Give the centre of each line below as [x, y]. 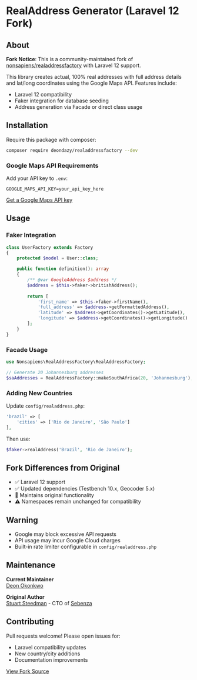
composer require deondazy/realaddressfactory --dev [72, 150]
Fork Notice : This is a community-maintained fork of [70, 59]
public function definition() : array [63, 269]
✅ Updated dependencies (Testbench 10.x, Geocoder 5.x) [85, 489]
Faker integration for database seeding [61, 101]
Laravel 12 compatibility [43, 94]
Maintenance [31, 565]
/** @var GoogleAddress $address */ [72, 280]
